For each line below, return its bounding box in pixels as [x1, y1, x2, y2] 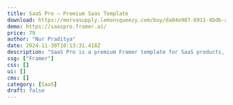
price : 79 [7, 29, 36, 37]
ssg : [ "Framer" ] [7, 55, 54, 62]
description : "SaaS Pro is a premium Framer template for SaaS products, [7, 49, 225, 56]
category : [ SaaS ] [7, 81, 58, 88]
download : [7, 17, 36, 23]
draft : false [7, 87, 45, 94]
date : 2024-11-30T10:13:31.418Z [7, 42, 101, 49]
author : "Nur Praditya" [7, 36, 76, 43]
